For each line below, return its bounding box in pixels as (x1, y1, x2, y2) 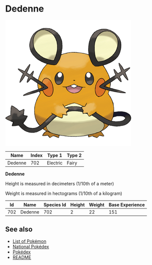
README (12, 254, 32, 260)
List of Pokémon (12, 238, 47, 244)
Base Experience (108, 202, 145, 208)
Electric (47, 160, 63, 166)
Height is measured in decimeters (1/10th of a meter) (5, 181, 114, 187)
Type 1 (47, 152, 62, 159)
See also (5, 225, 33, 233)
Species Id (43, 202, 66, 208)
